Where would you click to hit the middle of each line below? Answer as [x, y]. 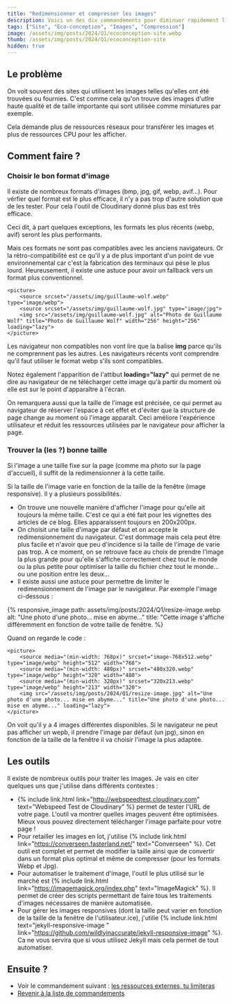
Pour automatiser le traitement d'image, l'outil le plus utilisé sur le [111, 873]
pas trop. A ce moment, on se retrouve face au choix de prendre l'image [121, 552]
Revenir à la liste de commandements [71, 994]
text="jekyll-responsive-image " [63, 925]
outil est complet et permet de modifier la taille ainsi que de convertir [116, 851]
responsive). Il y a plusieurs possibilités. [64, 494]
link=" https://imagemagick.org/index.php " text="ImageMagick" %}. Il [116, 888]
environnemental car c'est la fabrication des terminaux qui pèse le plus [109, 263]
